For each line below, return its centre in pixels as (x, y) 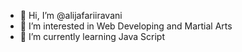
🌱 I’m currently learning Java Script (92, 36)
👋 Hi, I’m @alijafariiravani (71, 15)
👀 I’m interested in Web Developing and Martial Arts (126, 26)
